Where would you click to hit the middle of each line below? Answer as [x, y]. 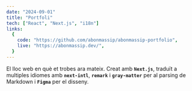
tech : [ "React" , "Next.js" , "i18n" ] [53, 23]
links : [15, 29]
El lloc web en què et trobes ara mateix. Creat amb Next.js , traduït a [92, 69]
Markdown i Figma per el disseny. [48, 81]
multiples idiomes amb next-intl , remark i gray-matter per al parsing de [96, 75]
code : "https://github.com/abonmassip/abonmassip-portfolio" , [98, 40]
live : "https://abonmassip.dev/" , [61, 46]
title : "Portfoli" [29, 18]
